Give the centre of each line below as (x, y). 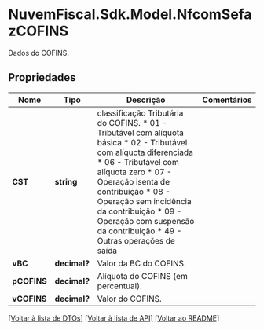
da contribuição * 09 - (139, 211)
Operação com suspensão (146, 221)
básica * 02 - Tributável (142, 142)
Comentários (227, 100)
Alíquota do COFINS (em (143, 276)
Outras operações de (136, 240)
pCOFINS (29, 280)
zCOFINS (38, 31)
